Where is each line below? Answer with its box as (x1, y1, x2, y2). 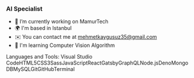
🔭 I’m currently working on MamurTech (14, 18, 108, 25)
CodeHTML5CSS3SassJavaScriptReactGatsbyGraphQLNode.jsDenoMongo (6, 59, 189, 66)
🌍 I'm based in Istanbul (14, 25, 72, 32)
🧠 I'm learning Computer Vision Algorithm (14, 42, 115, 49)
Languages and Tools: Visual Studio (6, 53, 93, 60)
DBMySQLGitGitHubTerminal (6, 66, 75, 73)
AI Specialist (6, 5, 43, 13)
